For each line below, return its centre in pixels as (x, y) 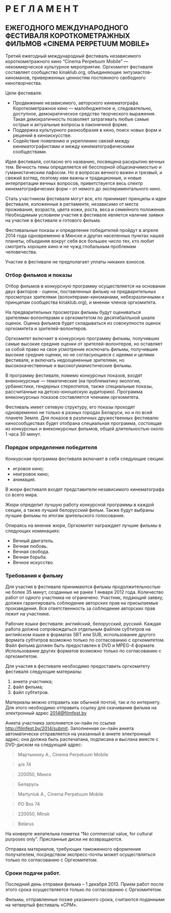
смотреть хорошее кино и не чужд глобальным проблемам (71, 246)
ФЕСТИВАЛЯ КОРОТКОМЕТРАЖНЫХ (68, 35)
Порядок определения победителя (51, 447)
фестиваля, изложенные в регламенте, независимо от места (72, 204)
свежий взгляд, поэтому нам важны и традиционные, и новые (74, 178)
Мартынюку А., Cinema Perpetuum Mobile (63, 754)
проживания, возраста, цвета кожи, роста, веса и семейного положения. (86, 209)
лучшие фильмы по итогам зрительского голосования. (65, 515)
